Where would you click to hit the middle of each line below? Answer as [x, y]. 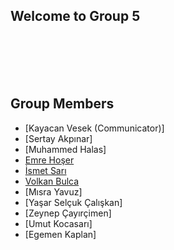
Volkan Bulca [52, 181]
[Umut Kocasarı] [58, 223]
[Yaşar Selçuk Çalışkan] [73, 202]
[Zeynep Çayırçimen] [68, 213]
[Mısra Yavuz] [53, 191]
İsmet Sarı [45, 170]
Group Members [62, 104]
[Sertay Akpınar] [58, 138]
